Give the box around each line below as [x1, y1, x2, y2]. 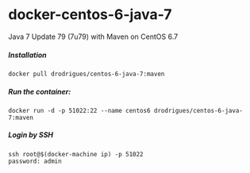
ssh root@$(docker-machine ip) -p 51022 [8, 150, 144, 158]
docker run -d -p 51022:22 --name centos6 [8, 106, 151, 114]
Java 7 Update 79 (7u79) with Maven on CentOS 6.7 [8, 32, 179, 41]
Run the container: [8, 86, 71, 96]
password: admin [8, 157, 62, 165]
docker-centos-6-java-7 [8, 6, 172, 24]
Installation [8, 50, 47, 60]
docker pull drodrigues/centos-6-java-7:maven [8, 70, 165, 78]
